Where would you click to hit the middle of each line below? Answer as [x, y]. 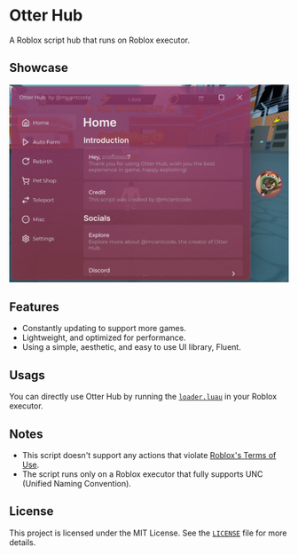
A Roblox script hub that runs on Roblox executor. [100, 40]
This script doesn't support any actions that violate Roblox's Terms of [149, 456]
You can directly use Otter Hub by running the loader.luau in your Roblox [143, 397]
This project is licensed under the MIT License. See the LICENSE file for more [148, 533]
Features [34, 307]
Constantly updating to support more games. [104, 329]
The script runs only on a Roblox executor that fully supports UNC [142, 474]
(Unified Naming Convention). [76, 484]
